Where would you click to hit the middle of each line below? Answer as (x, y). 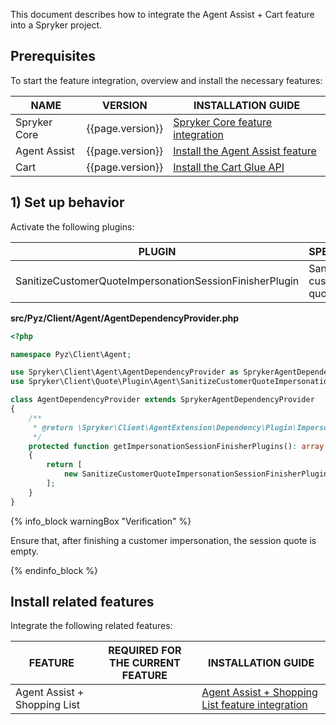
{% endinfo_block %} (54, 570)
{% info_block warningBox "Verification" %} (101, 521)
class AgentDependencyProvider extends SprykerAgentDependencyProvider (162, 400)
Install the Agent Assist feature (245, 151)
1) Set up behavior (67, 202)
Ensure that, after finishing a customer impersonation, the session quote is (163, 540)
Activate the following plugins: (72, 226)
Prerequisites (53, 56)
